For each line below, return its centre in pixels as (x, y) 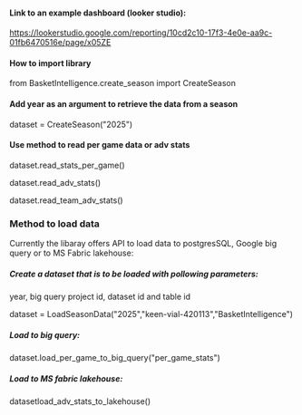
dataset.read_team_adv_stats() (67, 200)
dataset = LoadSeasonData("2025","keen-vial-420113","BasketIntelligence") (151, 314)
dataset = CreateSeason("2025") (71, 124)
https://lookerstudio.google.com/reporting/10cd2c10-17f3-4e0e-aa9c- (141, 33)
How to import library (50, 63)
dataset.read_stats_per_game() (67, 165)
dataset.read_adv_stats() (55, 182)
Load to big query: (45, 334)
